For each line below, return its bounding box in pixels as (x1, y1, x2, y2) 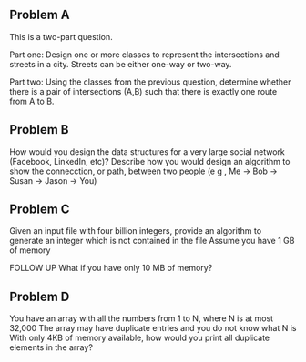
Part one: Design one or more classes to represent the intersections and (9, 49, 280, 60)
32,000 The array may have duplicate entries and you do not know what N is (9, 323, 297, 334)
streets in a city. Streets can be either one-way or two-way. (9, 58, 232, 69)
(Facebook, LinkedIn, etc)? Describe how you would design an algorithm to (9, 156, 291, 166)
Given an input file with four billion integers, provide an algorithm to (9, 226, 262, 236)
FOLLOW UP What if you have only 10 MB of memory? (9, 263, 213, 274)
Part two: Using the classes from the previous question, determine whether (9, 76, 291, 87)
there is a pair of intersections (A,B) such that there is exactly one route (9, 85, 278, 96)
